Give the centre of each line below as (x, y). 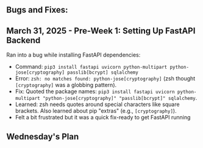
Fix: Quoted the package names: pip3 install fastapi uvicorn (95, 91)
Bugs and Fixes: (37, 10)
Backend (23, 40)
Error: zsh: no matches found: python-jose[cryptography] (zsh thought (105, 79)
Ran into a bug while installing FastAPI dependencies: (73, 55)
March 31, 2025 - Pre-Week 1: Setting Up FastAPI (101, 31)
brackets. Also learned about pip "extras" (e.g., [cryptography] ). (96, 111)
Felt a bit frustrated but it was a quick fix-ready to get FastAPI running (103, 118)
